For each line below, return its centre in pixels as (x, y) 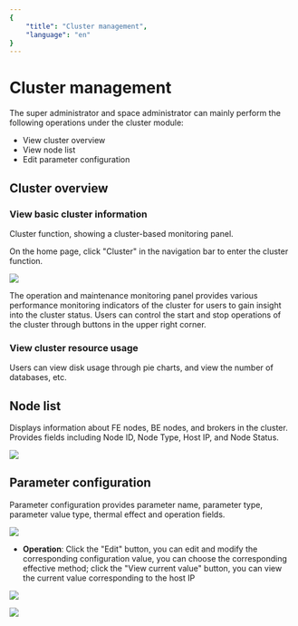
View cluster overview (64, 141)
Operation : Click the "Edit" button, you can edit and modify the (140, 549)
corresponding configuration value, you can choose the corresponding (154, 558)
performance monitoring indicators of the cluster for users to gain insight (146, 305)
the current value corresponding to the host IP (109, 578)
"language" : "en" (58, 34)
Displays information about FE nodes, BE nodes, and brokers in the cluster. (149, 427)
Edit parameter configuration (76, 160)
